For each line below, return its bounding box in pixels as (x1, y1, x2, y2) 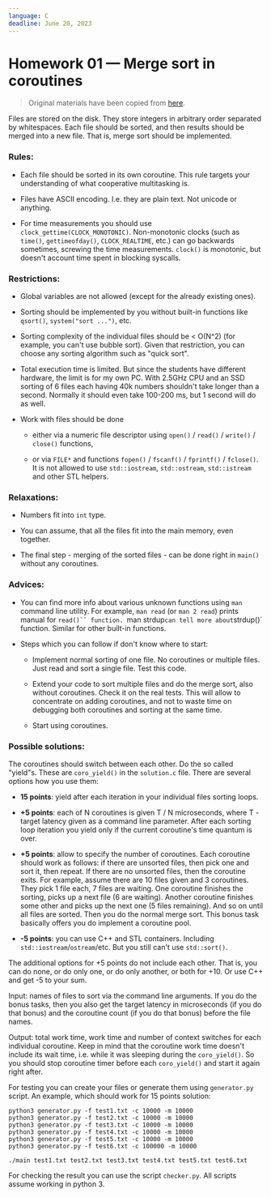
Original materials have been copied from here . (28, 98, 186, 108)
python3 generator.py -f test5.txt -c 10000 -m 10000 (8, 1135, 194, 1143)
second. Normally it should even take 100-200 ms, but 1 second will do (19, 390, 256, 400)
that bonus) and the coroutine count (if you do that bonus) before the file (8, 1007, 251, 1017)
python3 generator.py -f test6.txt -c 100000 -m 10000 (8, 1142, 197, 1150)
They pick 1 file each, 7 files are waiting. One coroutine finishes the (19, 884, 244, 893)
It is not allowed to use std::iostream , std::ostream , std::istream (32, 463, 252, 473)
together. (19, 535, 51, 544)
